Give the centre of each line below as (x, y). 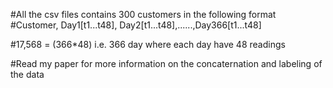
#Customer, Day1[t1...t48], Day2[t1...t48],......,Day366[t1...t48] (136, 25)
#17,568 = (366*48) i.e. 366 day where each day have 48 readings (148, 44)
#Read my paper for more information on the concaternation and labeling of (166, 63)
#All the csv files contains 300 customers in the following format (143, 14)
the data (27, 74)
